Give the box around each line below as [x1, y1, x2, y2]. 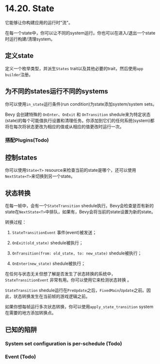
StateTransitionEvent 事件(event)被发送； [12, 230, 97, 236]
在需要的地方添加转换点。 [5, 310, 56, 316]
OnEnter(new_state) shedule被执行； [12, 261, 86, 267]
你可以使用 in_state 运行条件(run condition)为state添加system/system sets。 [5, 101, 157, 107]
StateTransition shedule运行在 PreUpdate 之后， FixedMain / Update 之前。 [5, 288, 147, 293]
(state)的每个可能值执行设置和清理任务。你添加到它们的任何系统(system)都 [5, 117, 155, 123]
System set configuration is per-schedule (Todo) [5, 340, 122, 347]
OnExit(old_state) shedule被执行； [12, 240, 83, 246]
